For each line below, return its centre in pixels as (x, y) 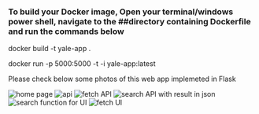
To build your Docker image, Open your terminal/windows (121, 12)
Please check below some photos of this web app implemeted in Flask (122, 79)
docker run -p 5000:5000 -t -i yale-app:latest (82, 64)
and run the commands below (66, 31)
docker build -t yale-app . (50, 49)
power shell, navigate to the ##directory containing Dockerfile (129, 21)
